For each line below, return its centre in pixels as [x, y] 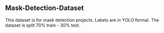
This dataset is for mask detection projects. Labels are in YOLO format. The [82, 20]
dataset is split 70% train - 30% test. [43, 25]
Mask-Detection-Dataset [44, 8]
